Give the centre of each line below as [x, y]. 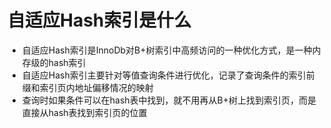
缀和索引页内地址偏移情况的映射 [87, 87]
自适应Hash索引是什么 [99, 20]
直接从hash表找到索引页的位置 [84, 112]
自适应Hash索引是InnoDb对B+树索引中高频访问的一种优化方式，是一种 [167, 50]
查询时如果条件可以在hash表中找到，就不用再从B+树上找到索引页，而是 [169, 100]
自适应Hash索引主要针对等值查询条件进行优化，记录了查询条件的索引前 [168, 75]
